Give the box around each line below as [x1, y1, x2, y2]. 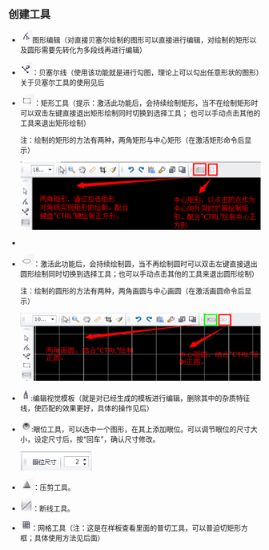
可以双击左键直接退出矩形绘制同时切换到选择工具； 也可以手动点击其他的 [19, 107, 261, 118]
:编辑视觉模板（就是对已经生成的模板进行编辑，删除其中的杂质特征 [30, 393, 251, 402]
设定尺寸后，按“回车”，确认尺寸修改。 [34, 434, 160, 443]
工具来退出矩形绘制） [19, 118, 90, 127]
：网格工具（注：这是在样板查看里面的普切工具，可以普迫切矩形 [30, 523, 242, 532]
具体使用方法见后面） [34, 532, 105, 543]
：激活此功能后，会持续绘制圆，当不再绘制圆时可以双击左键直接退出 [33, 259, 258, 269]
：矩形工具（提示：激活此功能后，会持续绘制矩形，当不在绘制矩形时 [33, 98, 259, 107]
